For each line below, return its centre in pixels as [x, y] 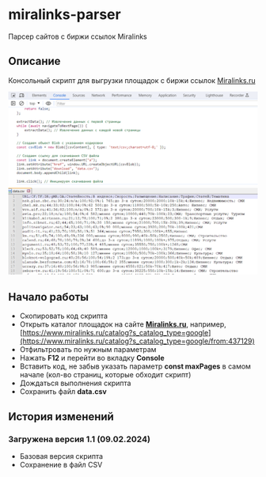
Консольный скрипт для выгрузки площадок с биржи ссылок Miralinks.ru [132, 80]
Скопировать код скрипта [64, 316]
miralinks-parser [65, 15]
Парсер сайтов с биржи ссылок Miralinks [78, 36]
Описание [34, 61]
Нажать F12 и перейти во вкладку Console [92, 358]
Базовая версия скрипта [61, 456]
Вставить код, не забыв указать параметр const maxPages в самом [135, 366]
